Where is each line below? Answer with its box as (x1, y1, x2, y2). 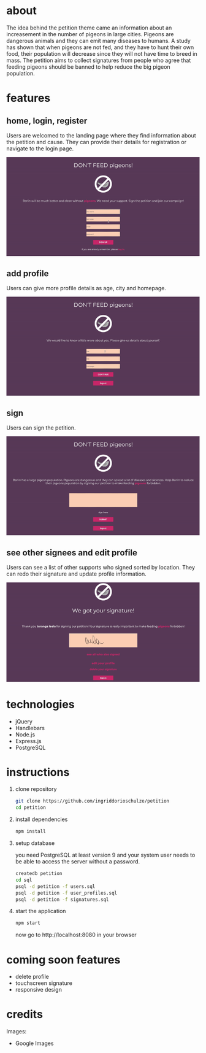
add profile (6, 268, 49, 279)
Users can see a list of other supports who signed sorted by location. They (6, 564, 195, 571)
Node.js (15, 731, 36, 738)
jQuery (15, 717, 32, 725)
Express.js (15, 737, 42, 744)
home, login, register (6, 115, 88, 126)
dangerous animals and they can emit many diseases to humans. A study (6, 37, 191, 44)
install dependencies (15, 816, 68, 823)
